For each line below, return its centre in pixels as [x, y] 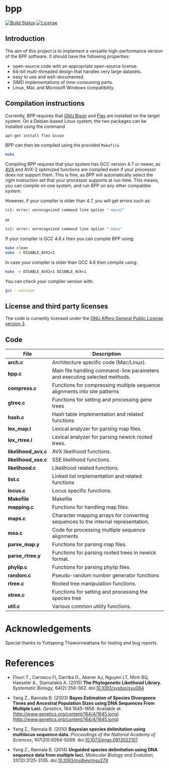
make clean [17, 248]
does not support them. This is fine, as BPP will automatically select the [79, 175]
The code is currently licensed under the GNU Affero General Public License [84, 319]
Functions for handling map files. [91, 507]
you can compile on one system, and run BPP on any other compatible [78, 186]
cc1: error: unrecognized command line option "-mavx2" [65, 210]
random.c [19, 575]
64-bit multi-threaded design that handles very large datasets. [77, 71]
